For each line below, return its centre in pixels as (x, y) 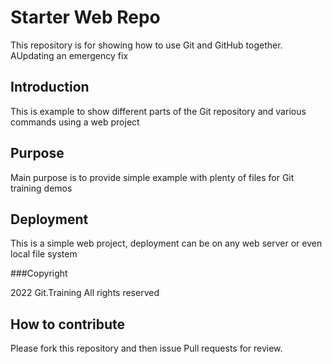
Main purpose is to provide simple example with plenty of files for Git (152, 177)
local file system (44, 254)
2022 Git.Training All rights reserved (85, 293)
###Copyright (39, 273)
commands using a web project (75, 122)
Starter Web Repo (85, 17)
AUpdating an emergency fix (69, 55)
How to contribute (68, 324)
